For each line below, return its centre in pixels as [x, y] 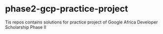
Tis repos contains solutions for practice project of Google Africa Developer [81, 22]
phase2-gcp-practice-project [67, 9]
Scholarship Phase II [26, 27]
